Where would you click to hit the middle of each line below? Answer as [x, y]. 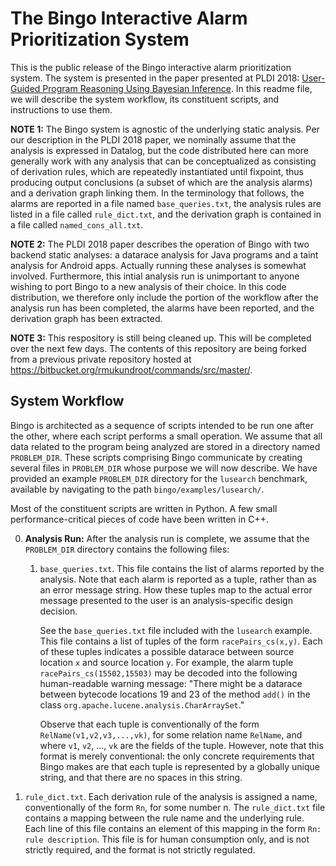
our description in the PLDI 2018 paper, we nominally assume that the [153, 139]
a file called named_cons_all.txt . [77, 224]
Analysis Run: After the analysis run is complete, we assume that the [167, 538]
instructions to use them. [61, 109]
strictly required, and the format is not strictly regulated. [140, 849]
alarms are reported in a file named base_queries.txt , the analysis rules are [166, 203]
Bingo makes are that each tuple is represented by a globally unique [179, 766]
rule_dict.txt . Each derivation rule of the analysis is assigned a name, [171, 796]
